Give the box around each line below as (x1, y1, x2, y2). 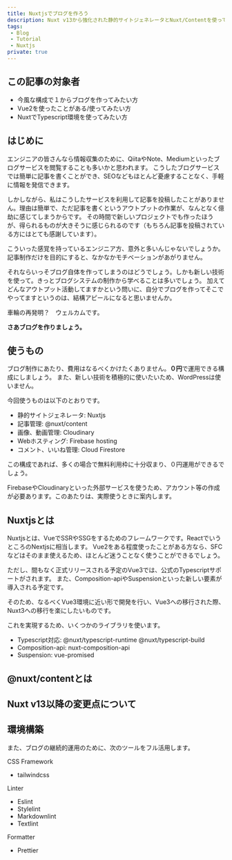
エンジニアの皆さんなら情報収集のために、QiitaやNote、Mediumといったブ (7, 155, 220, 163)
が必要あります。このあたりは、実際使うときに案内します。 (7, 492, 176, 500)
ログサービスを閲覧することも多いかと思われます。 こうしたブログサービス (7, 163, 220, 171)
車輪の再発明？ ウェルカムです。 (7, 308, 104, 316)
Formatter (7, 832, 36, 841)
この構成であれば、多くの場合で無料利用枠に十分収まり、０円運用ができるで (7, 460, 225, 469)
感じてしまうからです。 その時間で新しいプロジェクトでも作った (19, 212, 202, 221)
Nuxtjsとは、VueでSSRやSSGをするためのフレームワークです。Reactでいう (7, 534, 222, 543)
